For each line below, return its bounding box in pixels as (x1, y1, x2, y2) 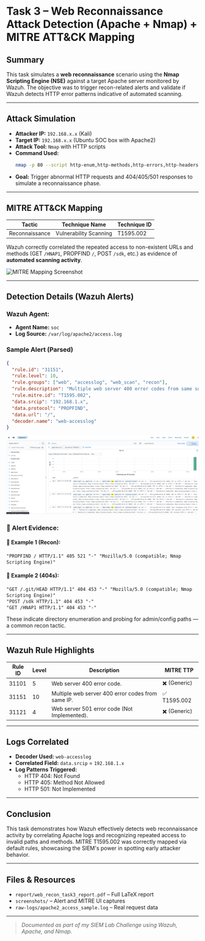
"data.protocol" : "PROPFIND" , (12, 405, 88, 411)
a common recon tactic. (6, 621, 66, 629)
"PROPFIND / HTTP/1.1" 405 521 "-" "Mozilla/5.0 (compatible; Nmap (6, 553, 182, 559)
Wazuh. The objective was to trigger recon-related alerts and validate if (6, 84, 186, 91)
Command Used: (15, 149, 59, 156)
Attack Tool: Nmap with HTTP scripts (15, 142, 106, 150)
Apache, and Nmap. (21, 928, 73, 935)
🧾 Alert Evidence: (6, 524, 59, 532)
